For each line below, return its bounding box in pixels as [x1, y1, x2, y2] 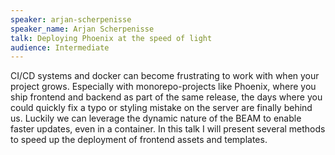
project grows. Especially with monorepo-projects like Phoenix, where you [10, 81, 317, 93]
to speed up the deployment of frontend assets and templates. [10, 134, 268, 146]
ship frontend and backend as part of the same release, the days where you [10, 91, 323, 103]
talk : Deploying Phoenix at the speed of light [10, 33, 213, 43]
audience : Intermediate [10, 42, 110, 53]
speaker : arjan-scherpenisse [10, 14, 132, 25]
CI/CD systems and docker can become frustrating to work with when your [10, 70, 320, 82]
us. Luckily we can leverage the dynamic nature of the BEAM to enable [10, 112, 302, 125]
